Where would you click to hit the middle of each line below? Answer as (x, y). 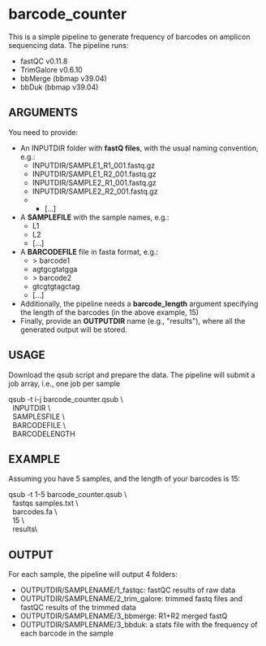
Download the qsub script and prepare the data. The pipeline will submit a (132, 374)
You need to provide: (43, 132)
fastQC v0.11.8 (44, 61)
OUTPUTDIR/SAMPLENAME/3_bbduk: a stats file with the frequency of (139, 625)
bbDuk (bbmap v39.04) (59, 87)
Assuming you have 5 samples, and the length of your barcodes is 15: (124, 479)
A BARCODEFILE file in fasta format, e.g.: (89, 251)
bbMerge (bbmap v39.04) (63, 78)
